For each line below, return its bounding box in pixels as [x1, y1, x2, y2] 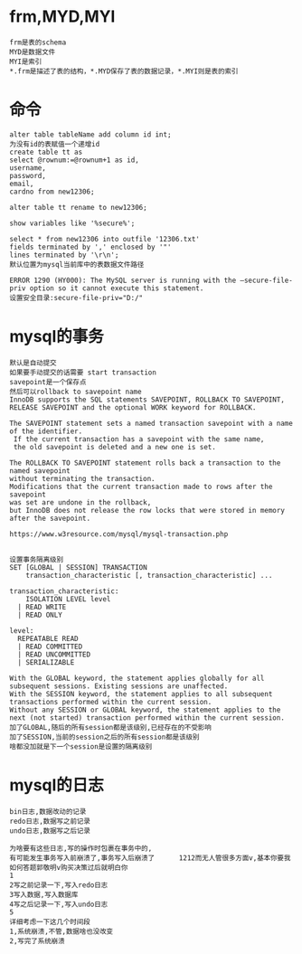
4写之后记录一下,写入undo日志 [9, 900, 109, 909]
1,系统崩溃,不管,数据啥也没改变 [9, 927, 114, 936]
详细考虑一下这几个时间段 [9, 917, 90, 926]
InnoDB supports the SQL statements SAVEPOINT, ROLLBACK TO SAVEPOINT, [9, 395, 285, 404]
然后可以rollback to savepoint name [9, 387, 142, 396]
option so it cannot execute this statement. [29, 283, 204, 293]
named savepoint [9, 466, 71, 476]
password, [9, 171, 47, 180]
